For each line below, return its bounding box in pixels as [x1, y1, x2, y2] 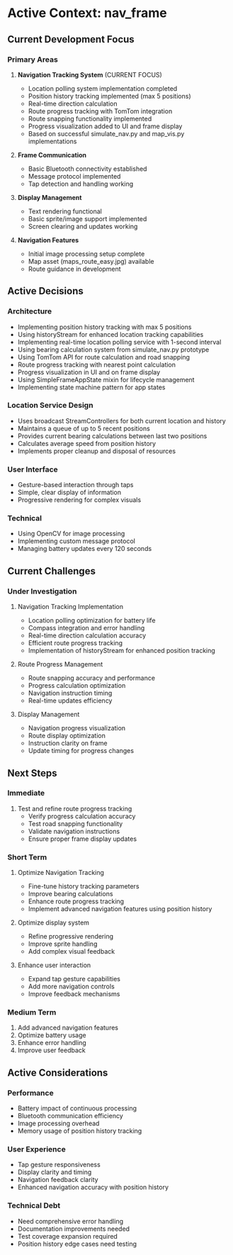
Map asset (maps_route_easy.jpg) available [28, 257, 154, 265]
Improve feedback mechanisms [28, 990, 120, 998]
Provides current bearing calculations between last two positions [17, 431, 208, 440]
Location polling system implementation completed [28, 84, 178, 93]
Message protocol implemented [28, 172, 121, 180]
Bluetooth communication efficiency [17, 1112, 124, 1120]
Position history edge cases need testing [17, 1239, 137, 1248]
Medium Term [7, 1008, 57, 1017]
